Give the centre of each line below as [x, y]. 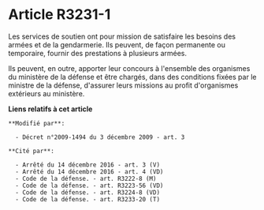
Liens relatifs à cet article [50, 109]
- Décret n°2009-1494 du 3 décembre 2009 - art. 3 [100, 137]
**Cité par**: [32, 151]
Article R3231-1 [59, 15]
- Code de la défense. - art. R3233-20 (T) [87, 199]
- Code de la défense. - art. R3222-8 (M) [86, 178]
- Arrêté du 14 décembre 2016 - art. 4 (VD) [89, 171]
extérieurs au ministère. [46, 93]
